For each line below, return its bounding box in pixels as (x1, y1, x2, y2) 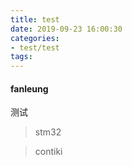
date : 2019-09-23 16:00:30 (10, 24, 123, 34)
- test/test (10, 42, 60, 53)
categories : (10, 33, 60, 43)
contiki (34, 146, 63, 158)
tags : (10, 52, 33, 62)
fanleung (10, 82, 49, 95)
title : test (10, 14, 60, 25)
